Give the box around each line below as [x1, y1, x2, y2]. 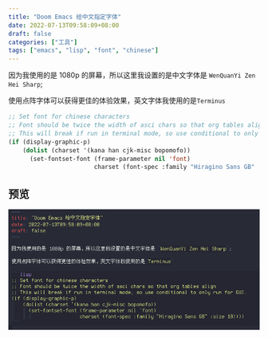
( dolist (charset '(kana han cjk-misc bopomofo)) [22, 146, 191, 155]
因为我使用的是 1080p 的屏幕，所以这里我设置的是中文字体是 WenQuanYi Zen [8, 70, 256, 80]
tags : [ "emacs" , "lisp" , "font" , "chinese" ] [8, 46, 159, 55]
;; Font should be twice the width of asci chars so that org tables [8, 121, 245, 129]
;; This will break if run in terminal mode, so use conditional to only [8, 129, 259, 137]
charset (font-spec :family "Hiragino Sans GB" [93, 163, 255, 171]
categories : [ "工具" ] [8, 38, 78, 46]
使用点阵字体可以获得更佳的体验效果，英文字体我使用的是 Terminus [8, 96, 226, 105]
